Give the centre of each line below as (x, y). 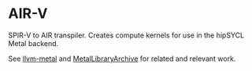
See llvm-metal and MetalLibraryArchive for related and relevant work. (122, 59)
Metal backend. (33, 43)
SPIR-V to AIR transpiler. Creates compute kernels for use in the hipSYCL (126, 35)
